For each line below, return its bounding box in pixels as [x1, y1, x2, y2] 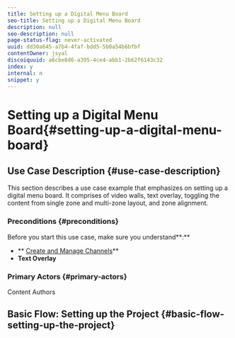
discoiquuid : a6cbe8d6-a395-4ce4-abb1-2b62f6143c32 [7, 57, 163, 64]
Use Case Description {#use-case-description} [7, 164, 221, 177]
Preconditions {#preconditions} [7, 217, 119, 227]
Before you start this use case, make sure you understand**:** [7, 232, 190, 241]
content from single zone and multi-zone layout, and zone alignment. [7, 199, 209, 208]
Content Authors [7, 288, 56, 296]
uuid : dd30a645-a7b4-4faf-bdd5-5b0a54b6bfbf [7, 43, 141, 50]
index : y [7, 63, 33, 70]
